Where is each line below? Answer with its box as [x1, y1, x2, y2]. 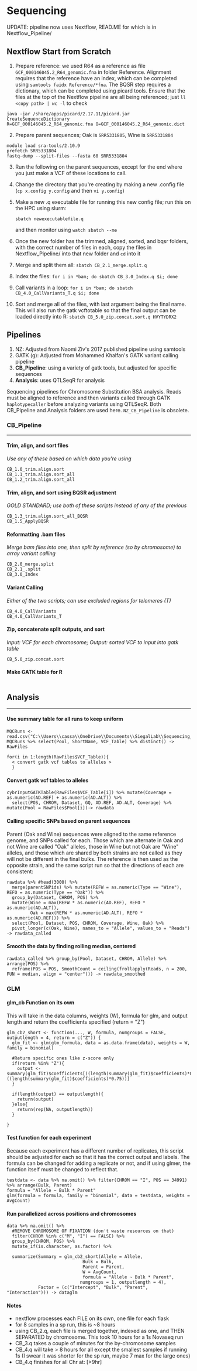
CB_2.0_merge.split [6, 561, 54, 567]
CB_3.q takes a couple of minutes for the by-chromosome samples [15, 1340, 176, 1347]
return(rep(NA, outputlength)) [17, 1106, 94, 1112]
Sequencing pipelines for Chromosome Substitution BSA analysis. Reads [6, 388, 182, 395]
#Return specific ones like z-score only [12, 1055, 115, 1061]
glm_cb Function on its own [6, 999, 75, 1006]
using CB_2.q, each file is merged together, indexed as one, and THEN [15, 1328, 185, 1335]
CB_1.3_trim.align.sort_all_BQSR [6, 514, 88, 519]
